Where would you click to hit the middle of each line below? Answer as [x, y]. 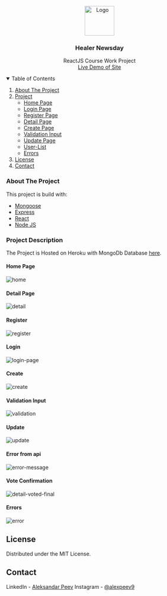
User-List [35, 147]
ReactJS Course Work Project [99, 61]
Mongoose [28, 205]
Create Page [39, 128]
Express [25, 212]
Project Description [35, 240]
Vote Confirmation [29, 481]
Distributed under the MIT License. [49, 554]
